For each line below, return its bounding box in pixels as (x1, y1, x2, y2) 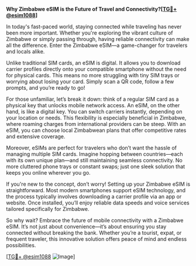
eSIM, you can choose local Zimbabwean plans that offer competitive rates (6, 127, 187, 134)
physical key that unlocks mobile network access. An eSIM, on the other (6, 102, 180, 108)
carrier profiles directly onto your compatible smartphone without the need (6, 66, 187, 73)
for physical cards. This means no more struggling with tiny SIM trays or (6, 72, 180, 79)
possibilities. (6, 242, 36, 248)
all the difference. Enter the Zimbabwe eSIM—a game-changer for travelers (6, 42, 188, 49)
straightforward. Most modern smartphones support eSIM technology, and (6, 187, 186, 193)
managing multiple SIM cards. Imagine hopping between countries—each (6, 151, 183, 158)
